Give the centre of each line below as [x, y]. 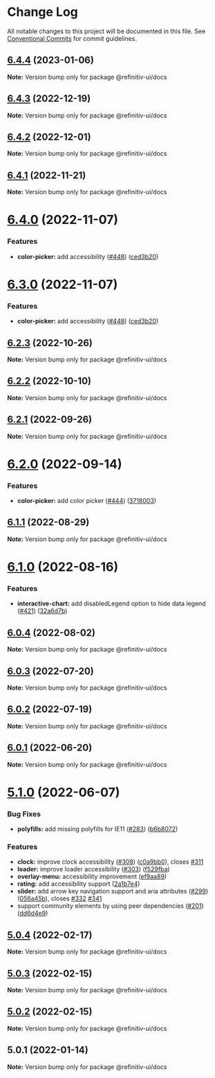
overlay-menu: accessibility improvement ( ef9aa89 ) [92, 877]
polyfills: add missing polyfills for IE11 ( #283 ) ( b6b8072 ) [97, 829]
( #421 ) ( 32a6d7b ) [42, 611]
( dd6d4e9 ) [32, 914]
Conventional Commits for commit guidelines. [72, 38]
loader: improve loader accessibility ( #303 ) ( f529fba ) [94, 869]
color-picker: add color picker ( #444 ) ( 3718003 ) [87, 501]
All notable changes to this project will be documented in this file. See [106, 31]
